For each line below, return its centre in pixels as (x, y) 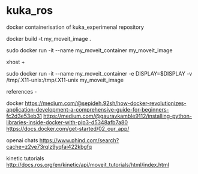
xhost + (16, 62)
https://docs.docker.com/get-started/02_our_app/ (68, 128)
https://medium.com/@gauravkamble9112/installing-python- (117, 116)
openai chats (22, 140)
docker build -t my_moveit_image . (49, 38)
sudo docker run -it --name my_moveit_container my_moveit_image (89, 50)
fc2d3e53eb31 (24, 116)
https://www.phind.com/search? (79, 140)
